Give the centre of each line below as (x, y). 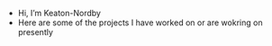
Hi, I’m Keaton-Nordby (59, 13)
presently (36, 32)
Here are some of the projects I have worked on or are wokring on (140, 23)
